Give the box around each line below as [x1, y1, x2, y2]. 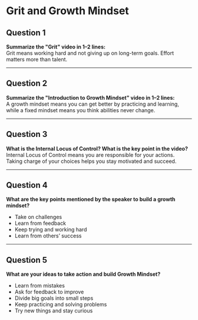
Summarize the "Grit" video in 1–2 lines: [6, 43, 106, 50]
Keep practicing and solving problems [14, 301, 107, 308]
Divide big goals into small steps [14, 295, 94, 302]
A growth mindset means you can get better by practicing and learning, [6, 100, 180, 107]
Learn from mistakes [14, 282, 65, 289]
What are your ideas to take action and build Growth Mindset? [6, 270, 161, 278]
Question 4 [6, 180, 48, 190]
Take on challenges [14, 214, 62, 221]
